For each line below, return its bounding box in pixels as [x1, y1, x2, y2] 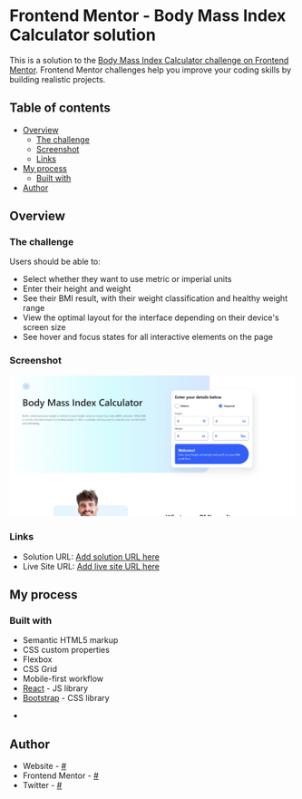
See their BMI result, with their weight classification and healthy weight [22, 293, 288, 304]
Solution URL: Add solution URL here [22, 551, 161, 562]
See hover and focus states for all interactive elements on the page [22, 332, 274, 343]
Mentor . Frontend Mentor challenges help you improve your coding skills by [9, 64, 292, 75]
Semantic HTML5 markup [22, 635, 119, 646]
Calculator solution [9, 24, 156, 45]
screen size [22, 322, 66, 333]
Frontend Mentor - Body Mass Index [9, 5, 287, 26]
